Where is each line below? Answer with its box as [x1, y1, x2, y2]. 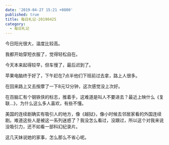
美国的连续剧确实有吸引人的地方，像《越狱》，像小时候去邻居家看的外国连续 [5, 111, 162, 117]
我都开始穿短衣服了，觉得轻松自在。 [5, 51, 80, 57]
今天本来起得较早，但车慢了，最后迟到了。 [5, 62, 94, 68]
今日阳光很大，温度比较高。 [5, 41, 63, 47]
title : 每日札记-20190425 [5, 17, 57, 22]
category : [5, 21, 26, 27]
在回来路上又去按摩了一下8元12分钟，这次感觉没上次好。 [5, 84, 123, 90]
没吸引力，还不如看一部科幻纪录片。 [5, 124, 80, 130]
